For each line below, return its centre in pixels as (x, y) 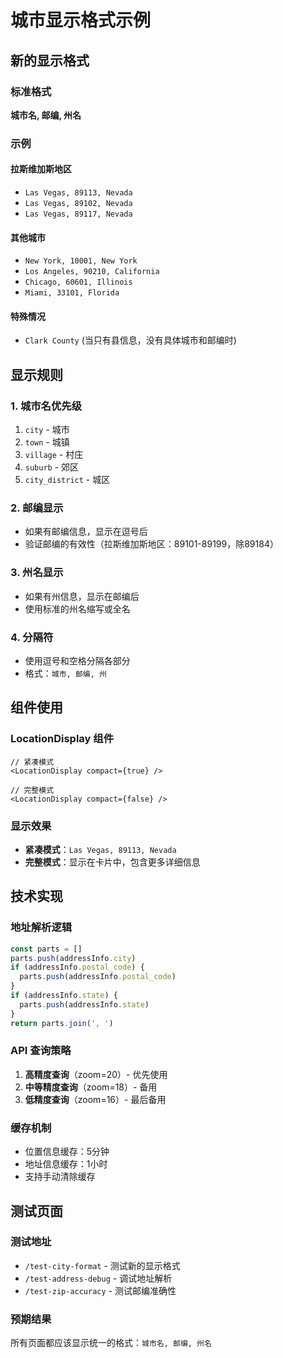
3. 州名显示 (37, 573)
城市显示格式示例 (81, 20)
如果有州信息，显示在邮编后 (82, 596)
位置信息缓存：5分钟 (67, 1152)
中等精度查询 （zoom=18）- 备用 (91, 1087)
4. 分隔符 (32, 637)
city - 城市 (47, 430)
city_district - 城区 (67, 480)
